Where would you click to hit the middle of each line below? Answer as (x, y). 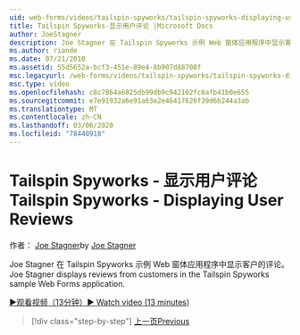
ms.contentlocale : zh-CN (55, 117)
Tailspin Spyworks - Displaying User (146, 201)
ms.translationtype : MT (54, 109)
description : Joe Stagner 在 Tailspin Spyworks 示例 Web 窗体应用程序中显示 (147, 42)
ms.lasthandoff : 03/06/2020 (62, 126)
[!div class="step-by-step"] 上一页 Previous (110, 321)
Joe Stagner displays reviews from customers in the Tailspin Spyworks (139, 274)
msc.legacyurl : (37, 76)
